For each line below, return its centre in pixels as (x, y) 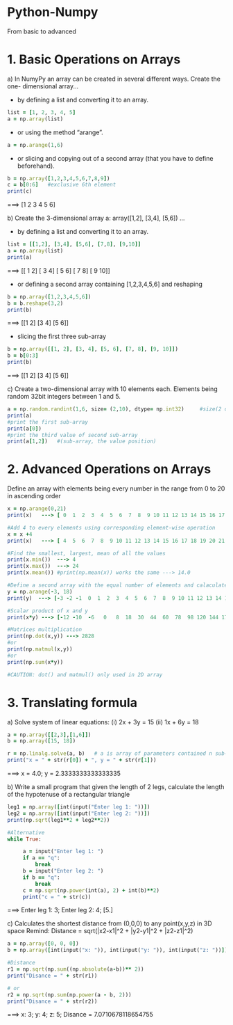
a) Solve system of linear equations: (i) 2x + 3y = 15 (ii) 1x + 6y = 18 (103, 722)
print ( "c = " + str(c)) (57, 897)
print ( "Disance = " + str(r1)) (52, 976)
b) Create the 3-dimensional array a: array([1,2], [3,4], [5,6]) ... (96, 218)
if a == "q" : (41, 858)
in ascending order (34, 496)
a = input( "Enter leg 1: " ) (63, 852)
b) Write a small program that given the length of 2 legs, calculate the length (116, 787)
